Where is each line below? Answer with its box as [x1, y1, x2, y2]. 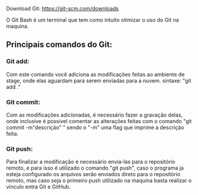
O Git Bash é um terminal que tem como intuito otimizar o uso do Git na [6, 16, 179, 23]
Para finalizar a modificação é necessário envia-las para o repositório [6, 158, 176, 166]
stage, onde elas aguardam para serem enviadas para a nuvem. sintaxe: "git [6, 77, 191, 84]
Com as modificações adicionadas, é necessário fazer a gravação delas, [6, 111, 183, 118]
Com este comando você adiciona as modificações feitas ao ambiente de [6, 71, 185, 78]
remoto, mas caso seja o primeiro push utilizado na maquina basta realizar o [6, 177, 192, 184]
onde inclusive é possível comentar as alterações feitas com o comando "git [6, 117, 192, 124]
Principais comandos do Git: [6, 39, 112, 49]
